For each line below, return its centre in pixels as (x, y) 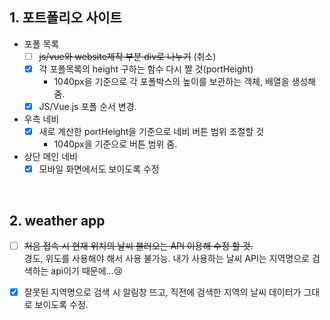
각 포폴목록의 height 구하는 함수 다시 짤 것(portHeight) (146, 69)
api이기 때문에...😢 (87, 271)
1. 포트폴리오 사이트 (65, 18)
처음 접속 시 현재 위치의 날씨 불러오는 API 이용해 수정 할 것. (138, 245)
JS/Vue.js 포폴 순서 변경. (87, 106)
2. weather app (57, 220)
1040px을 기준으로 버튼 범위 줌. (115, 144)
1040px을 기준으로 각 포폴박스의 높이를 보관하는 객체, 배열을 (171, 81)
